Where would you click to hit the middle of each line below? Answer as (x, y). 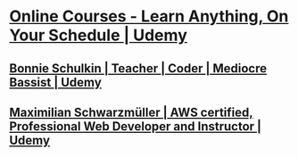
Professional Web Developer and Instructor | (135, 126)
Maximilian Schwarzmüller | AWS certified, (132, 112)
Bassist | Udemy (56, 82)
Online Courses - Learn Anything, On (149, 17)
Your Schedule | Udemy (98, 35)
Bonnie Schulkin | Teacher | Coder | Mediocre (138, 68)
